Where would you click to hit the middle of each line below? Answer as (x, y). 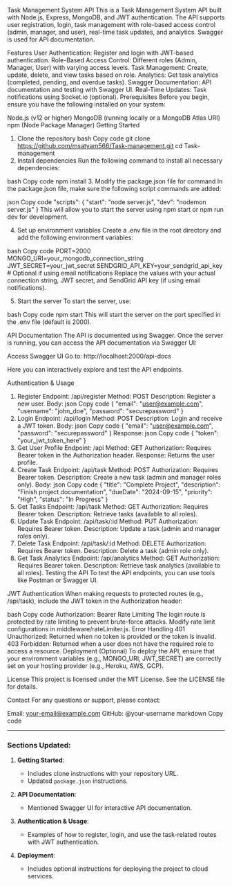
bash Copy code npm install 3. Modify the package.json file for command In (115, 181)
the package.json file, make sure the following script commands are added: (114, 189)
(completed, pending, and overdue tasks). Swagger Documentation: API (109, 82)
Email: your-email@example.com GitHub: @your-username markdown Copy (115, 713)
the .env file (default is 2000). (49, 322)
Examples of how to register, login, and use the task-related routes (122, 835)
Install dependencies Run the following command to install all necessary (120, 161)
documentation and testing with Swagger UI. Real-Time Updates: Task (107, 90)
